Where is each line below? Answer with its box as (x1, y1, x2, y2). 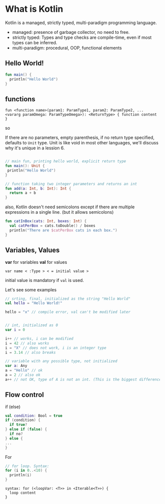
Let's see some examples (5, 286, 57, 293)
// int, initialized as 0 (5, 323, 58, 328)
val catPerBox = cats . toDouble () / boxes (9, 224, 96, 228)
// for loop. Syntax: (5, 463, 50, 469)
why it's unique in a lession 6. (5, 145, 65, 151)
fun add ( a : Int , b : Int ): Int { (5, 186, 71, 191)
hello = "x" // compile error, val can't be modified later (5, 309, 131, 315)
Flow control (5, 391, 44, 399)
